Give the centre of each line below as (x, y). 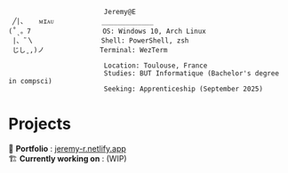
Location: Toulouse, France (156, 66)
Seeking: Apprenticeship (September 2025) (184, 89)
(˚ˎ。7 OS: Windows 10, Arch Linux (107, 31)
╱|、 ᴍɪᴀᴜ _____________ (83, 21)
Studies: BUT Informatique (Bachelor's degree (191, 74)
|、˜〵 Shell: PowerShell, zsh (100, 41)
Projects (40, 124)
